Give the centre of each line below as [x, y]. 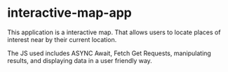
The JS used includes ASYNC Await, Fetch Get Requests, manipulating [109, 53]
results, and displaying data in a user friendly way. [80, 60]
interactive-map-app [69, 13]
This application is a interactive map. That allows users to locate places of [114, 32]
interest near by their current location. [62, 39]
